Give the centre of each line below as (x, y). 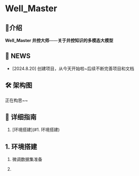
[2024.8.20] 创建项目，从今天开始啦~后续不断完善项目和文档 (73, 68)
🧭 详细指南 (21, 117)
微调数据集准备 (27, 159)
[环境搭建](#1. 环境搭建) (36, 130)
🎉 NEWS (18, 56)
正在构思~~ (17, 100)
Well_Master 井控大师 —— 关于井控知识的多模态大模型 (59, 40)
